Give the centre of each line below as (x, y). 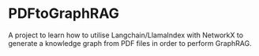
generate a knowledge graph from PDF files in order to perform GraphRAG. (130, 43)
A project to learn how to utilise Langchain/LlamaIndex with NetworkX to (126, 35)
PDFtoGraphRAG (64, 14)
